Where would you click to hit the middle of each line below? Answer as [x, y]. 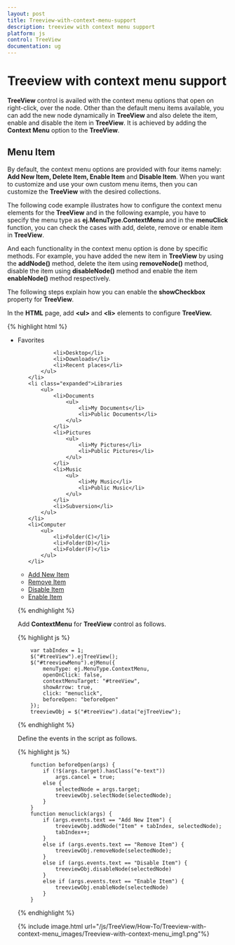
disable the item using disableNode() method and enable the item [102, 271]
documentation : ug [34, 46]
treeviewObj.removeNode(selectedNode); [113, 850]
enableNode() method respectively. [59, 278]
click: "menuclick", [73, 693]
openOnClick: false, [73, 675]
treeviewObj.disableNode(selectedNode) [113, 869]
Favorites [31, 340]
